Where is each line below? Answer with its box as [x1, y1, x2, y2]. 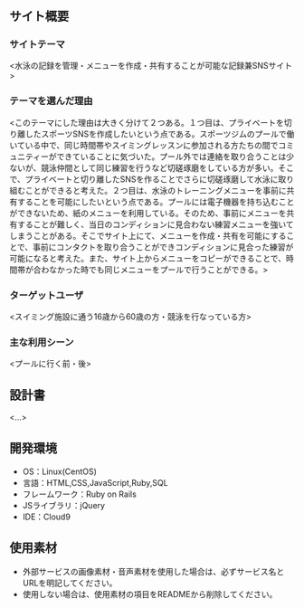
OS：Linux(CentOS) [22, 466, 98, 477]
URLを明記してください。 [22, 577, 118, 588]
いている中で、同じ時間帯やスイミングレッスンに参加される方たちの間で [9, 139, 279, 150]
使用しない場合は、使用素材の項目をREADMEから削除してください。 [22, 588, 278, 599]
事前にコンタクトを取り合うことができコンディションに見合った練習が [33, 242, 294, 252]
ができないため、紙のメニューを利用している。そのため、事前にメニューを [9, 207, 287, 218]
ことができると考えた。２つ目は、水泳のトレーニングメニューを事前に [24, 185, 287, 195]
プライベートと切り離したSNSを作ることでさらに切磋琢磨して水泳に [24, 174, 279, 185]
